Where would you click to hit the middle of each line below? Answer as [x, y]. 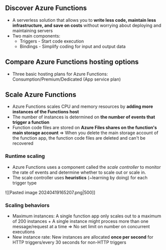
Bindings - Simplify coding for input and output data [73, 46]
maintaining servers [32, 30]
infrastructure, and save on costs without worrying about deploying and [87, 25]
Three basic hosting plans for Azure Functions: [60, 74]
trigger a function [31, 122]
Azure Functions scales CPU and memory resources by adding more [83, 106]
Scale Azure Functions [41, 95]
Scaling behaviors [27, 205]
